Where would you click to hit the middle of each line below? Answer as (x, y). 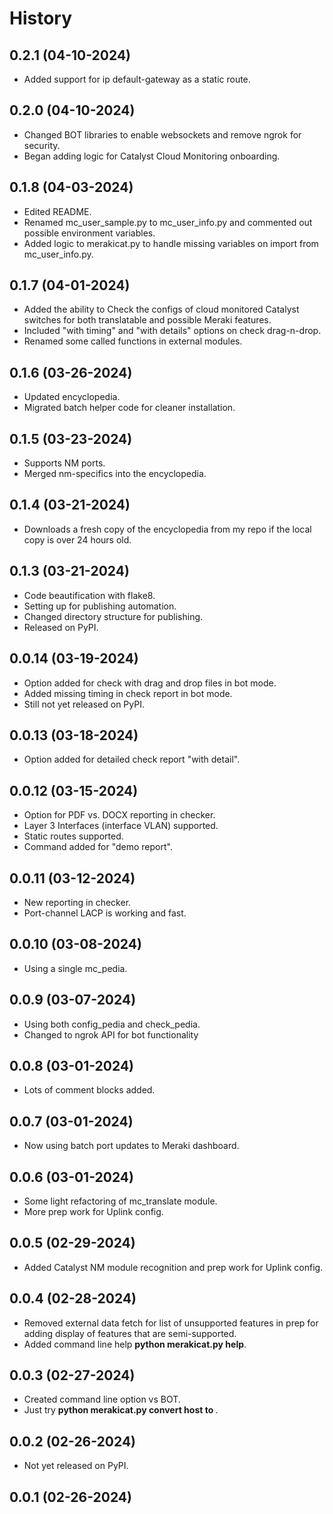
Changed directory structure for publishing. (113, 616)
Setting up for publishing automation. (100, 606)
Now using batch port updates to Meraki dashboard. (131, 1146)
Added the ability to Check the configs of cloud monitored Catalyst (161, 309)
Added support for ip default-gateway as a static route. (137, 79)
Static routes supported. (73, 836)
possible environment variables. (89, 233)
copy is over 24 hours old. (77, 539)
